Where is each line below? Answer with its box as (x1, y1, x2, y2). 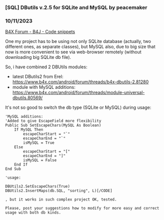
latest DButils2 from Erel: (12, 74, 64, 80)
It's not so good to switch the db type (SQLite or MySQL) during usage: (5, 104, 152, 111)
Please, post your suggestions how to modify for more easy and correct (5, 206, 160, 211)
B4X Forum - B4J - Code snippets (5, 29, 75, 35)
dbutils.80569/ (12, 95, 43, 101)
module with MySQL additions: (12, 84, 76, 90)
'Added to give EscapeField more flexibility (5, 119, 101, 124)
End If (14, 162, 28, 167)
